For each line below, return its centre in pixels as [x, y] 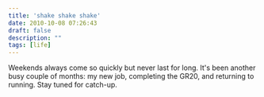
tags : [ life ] [30, 45]
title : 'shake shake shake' [55, 16]
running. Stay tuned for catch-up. [63, 85]
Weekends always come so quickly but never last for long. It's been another [132, 68]
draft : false [30, 30]
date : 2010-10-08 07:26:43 [53, 23]
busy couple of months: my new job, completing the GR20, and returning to [131, 76]
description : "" [35, 38]
